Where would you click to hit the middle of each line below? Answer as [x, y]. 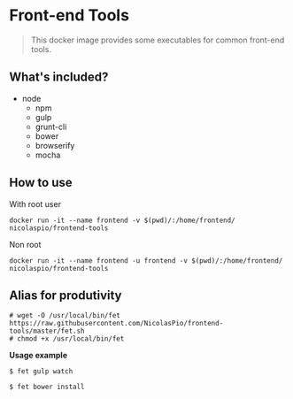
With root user [35, 203]
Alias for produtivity [66, 295]
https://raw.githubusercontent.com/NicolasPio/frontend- [116, 324]
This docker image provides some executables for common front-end [158, 40]
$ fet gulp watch [41, 372]
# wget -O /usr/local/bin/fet [65, 316]
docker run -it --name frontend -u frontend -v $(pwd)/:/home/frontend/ [146, 261]
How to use [41, 183]
